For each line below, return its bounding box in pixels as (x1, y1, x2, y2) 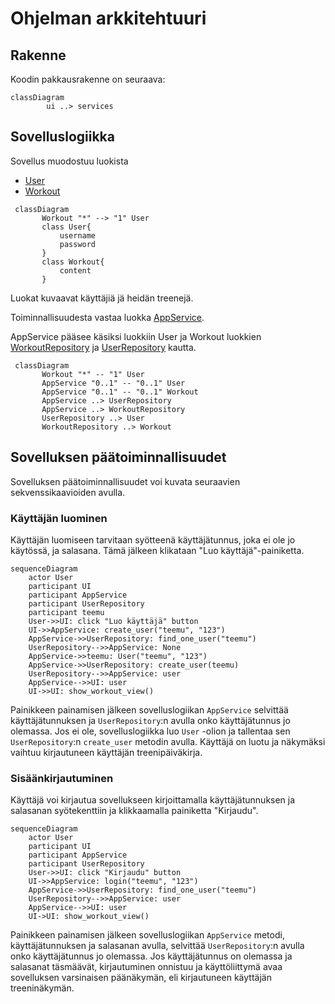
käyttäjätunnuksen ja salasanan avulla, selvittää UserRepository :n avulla (10, 940, 305, 952)
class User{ (41, 222, 92, 232)
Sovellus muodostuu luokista (10, 155, 129, 167)
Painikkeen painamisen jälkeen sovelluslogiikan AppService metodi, (10, 929, 285, 941)
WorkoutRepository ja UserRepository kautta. (10, 341, 197, 353)
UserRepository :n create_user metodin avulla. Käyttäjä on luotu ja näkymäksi (10, 735, 326, 747)
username (59, 230, 97, 241)
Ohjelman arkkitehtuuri (10, 7, 207, 30)
